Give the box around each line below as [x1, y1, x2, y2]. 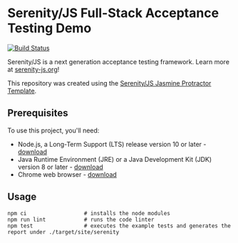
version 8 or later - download [17, 162, 103, 171]
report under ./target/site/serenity [7, 228, 120, 236]
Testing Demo [7, 20, 92, 36]
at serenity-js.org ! [7, 65, 60, 73]
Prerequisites [7, 107, 68, 119]
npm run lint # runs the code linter [7, 216, 155, 223]
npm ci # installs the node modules [7, 210, 171, 217]
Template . [7, 86, 37, 95]
